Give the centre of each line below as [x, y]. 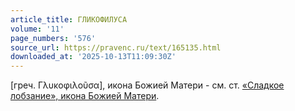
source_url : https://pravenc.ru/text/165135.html [116, 47]
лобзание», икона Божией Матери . [85, 96]
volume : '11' [37, 29]
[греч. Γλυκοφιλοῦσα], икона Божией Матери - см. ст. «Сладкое [147, 85]
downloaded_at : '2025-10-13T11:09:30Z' [93, 57]
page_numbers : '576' [53, 38]
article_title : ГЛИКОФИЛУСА [69, 19]
